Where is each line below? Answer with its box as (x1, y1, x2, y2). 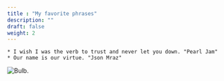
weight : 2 (7, 29, 36, 37)
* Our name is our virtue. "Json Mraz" (7, 55, 122, 62)
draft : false (7, 23, 45, 30)
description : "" (7, 17, 54, 24)
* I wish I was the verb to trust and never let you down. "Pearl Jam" (7, 48, 218, 55)
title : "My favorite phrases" (7, 10, 97, 17)
